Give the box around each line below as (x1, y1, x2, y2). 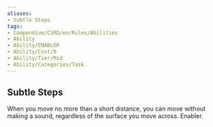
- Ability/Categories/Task (7, 61, 85, 68)
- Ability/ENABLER (7, 42, 60, 49)
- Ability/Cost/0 (7, 49, 57, 56)
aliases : (7, 10, 32, 17)
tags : (7, 23, 23, 30)
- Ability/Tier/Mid (7, 55, 63, 62)
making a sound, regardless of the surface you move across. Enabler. (7, 112, 204, 120)
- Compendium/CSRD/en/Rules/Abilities (7, 29, 118, 36)
